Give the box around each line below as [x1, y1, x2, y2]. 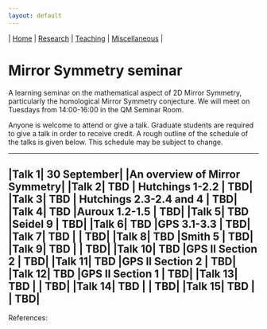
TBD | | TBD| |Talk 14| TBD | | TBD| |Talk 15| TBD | [8, 280, 256, 293]
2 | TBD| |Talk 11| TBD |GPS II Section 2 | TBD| [8, 254, 237, 268]
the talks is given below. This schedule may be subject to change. [8, 137, 224, 147]
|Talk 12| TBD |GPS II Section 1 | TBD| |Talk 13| [8, 267, 238, 280]
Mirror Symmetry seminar [8, 61, 183, 80]
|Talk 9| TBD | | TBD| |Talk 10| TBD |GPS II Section [8, 242, 258, 256]
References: [8, 313, 48, 323]
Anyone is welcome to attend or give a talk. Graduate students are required [8, 120, 254, 130]
